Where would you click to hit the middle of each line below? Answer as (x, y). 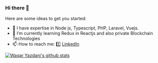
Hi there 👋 (17, 8)
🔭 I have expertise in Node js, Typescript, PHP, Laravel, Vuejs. (76, 28)
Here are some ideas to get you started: (46, 19)
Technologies (26, 38)
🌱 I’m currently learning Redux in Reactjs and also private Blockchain (82, 33)
